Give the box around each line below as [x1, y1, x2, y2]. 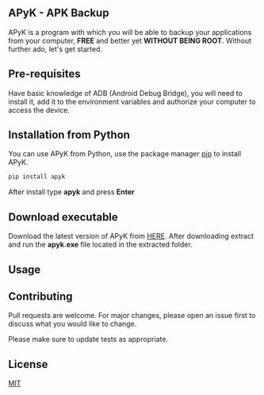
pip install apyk [8, 173, 66, 181]
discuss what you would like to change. [8, 319, 137, 328]
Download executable [8, 210, 119, 224]
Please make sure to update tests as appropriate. [8, 335, 169, 344]
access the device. [8, 105, 70, 114]
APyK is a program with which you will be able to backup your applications [8, 27, 252, 36]
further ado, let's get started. [8, 44, 103, 54]
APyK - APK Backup [8, 6, 109, 20]
